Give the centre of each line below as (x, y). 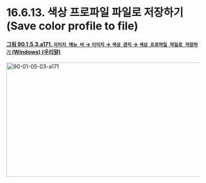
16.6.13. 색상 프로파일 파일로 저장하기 (95, 13)
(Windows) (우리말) (36, 52)
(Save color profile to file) (72, 26)
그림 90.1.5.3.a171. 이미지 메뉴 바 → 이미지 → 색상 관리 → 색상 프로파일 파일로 (94, 44)
